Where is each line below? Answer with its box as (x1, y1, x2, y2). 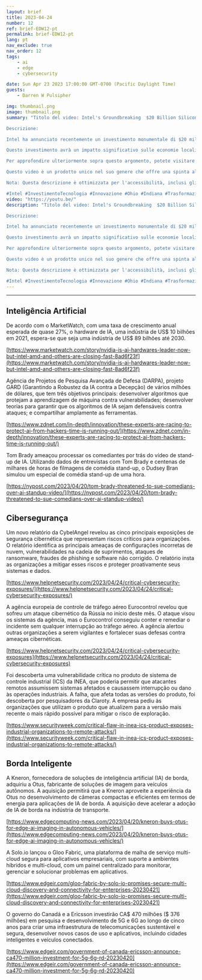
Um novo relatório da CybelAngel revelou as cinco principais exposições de (6, 529, 194, 536)
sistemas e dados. (6, 567, 52, 575)
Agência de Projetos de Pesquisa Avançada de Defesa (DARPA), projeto (6, 377, 184, 384)
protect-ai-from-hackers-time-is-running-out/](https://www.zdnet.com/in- (6, 427, 191, 434)
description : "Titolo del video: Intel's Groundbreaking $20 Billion (6, 202, 187, 208)
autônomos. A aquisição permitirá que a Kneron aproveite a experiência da (6, 787, 191, 794)
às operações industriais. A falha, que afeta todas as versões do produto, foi (6, 691, 195, 698)
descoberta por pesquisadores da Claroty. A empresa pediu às (6, 697, 162, 705)
